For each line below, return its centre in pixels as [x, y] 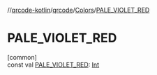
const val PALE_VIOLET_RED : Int [53, 65]
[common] [22, 57]
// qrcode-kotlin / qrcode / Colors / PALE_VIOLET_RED [78, 10]
